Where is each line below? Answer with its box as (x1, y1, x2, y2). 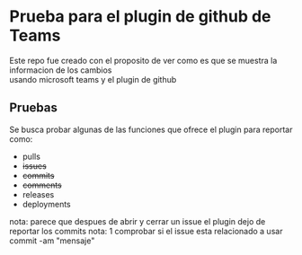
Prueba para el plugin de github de (9, 6, 271, 27)
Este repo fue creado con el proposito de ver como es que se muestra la (9, 55, 278, 66)
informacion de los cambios (9, 65, 112, 75)
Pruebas (9, 101, 58, 116)
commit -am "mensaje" (9, 235, 95, 246)
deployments (22, 198, 72, 209)
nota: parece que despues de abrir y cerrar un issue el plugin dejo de (9, 215, 266, 226)
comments (22, 180, 62, 190)
